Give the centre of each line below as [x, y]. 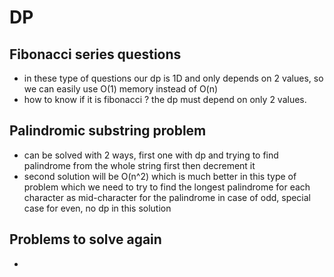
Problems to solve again [85, 239]
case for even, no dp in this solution [97, 208]
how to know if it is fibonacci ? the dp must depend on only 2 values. [165, 99]
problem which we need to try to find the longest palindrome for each [167, 187]
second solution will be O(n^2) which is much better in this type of [160, 176]
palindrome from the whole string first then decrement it [139, 165]
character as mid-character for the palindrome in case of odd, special [167, 197]
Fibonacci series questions [95, 54]
